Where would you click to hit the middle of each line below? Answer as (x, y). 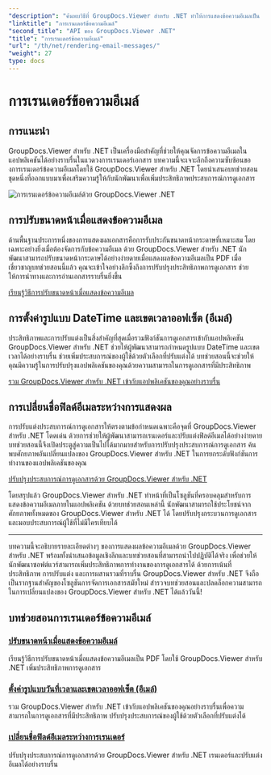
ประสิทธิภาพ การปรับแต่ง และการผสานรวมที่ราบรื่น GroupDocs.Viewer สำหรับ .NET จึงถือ (134, 574)
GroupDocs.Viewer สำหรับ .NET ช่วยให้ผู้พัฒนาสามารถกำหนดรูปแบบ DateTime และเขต (134, 347)
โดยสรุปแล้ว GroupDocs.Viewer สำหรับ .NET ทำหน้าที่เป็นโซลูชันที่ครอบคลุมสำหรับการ (130, 495)
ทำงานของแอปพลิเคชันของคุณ (48, 463)
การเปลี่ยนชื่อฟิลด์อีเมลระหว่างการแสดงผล (90, 407)
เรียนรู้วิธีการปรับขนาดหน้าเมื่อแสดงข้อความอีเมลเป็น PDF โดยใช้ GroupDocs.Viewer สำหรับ (135, 659)
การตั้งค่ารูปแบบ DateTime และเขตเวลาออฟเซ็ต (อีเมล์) (121, 318)
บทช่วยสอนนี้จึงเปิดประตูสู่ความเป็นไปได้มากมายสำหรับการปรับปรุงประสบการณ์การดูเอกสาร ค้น (132, 445)
